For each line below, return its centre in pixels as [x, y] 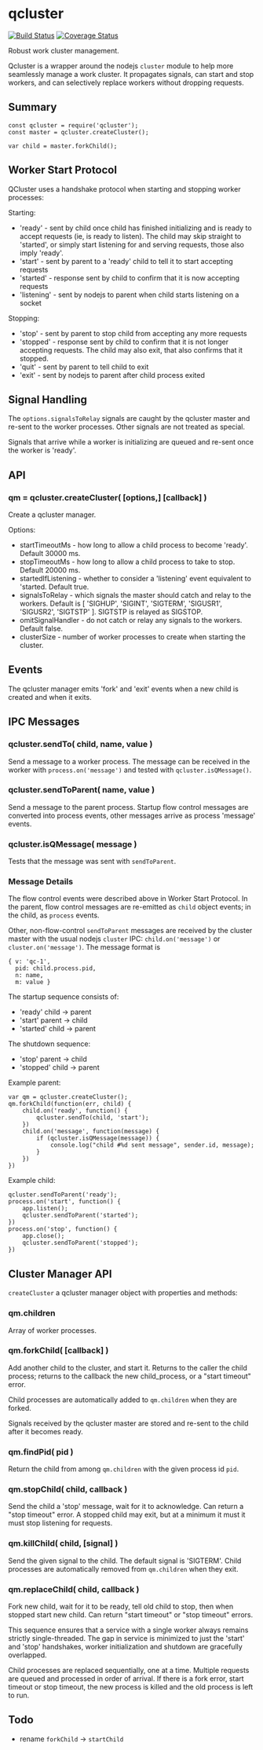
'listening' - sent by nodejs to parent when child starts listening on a [129, 295]
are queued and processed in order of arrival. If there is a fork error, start [126, 1679]
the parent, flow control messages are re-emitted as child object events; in [130, 907]
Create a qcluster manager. [52, 514]
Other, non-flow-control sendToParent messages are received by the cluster [130, 931]
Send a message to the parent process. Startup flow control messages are [128, 807]
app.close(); [44, 1236]
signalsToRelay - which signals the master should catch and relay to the [135, 595]
